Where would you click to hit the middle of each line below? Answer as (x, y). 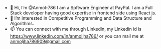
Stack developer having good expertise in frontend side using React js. (83, 13)
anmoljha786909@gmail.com (40, 41)
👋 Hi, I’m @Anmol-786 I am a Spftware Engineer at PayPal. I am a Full (81, 8)
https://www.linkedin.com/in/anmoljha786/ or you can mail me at (77, 36)
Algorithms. (22, 23)
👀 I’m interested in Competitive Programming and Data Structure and (81, 18)
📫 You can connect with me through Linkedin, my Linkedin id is (76, 29)
